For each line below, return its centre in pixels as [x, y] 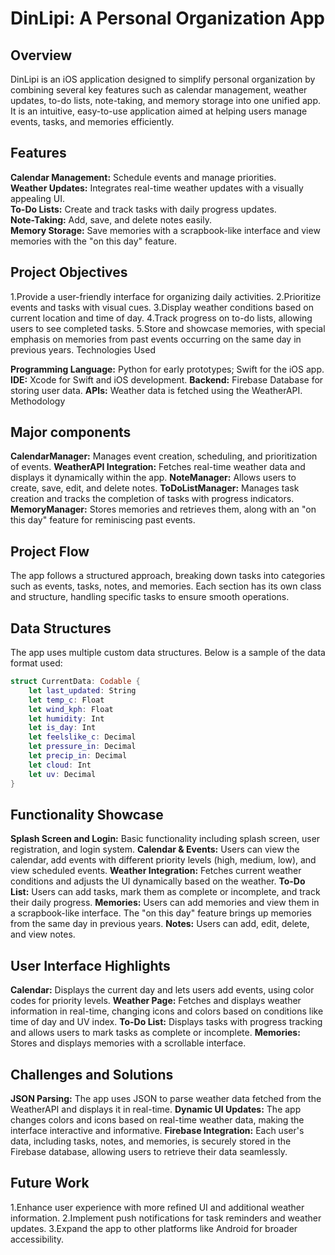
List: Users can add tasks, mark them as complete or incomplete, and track [165, 892]
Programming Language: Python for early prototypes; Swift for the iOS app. [167, 369]
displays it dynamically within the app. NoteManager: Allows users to [153, 478]
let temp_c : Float [66, 700]
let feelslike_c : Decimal [82, 737]
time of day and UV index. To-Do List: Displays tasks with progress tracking [166, 1022]
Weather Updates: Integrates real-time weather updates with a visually [157, 188]
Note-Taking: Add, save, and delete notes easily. [111, 219]
